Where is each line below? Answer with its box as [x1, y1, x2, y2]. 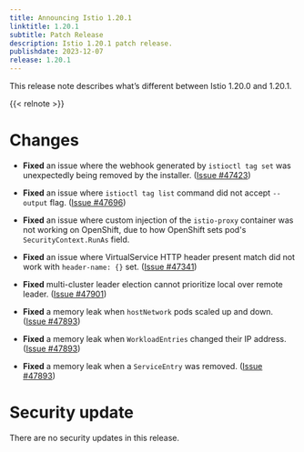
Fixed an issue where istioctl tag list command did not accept [22, 187, 271, 198]
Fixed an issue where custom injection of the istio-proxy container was [22, 215, 294, 226]
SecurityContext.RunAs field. [22, 234, 130, 245]
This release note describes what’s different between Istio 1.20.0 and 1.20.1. [9, 81, 292, 91]
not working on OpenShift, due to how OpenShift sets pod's [22, 224, 247, 235]
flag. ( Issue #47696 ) [49, 196, 127, 207]
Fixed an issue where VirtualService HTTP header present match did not [22, 251, 296, 262]
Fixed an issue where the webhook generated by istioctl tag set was [22, 160, 291, 171]
